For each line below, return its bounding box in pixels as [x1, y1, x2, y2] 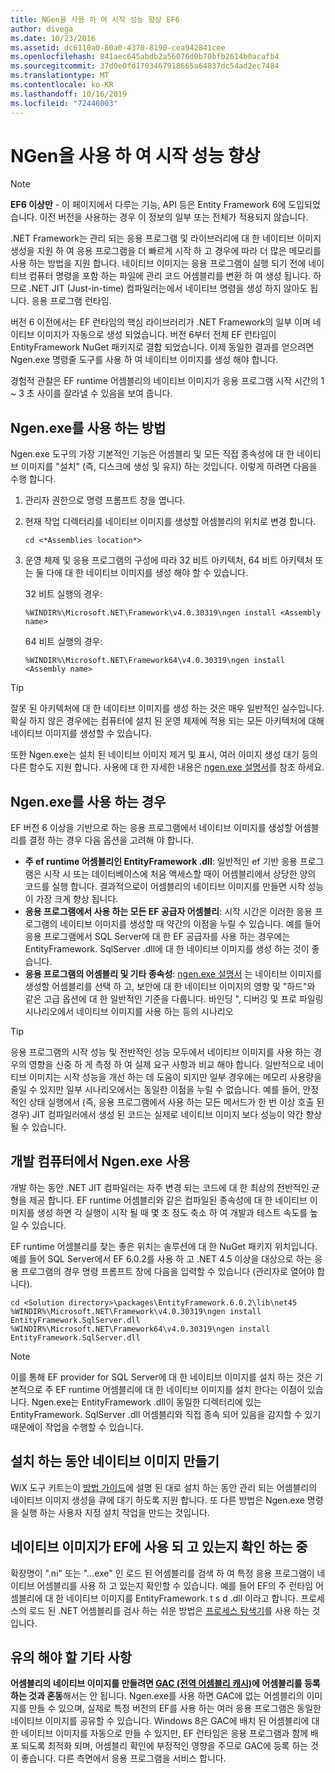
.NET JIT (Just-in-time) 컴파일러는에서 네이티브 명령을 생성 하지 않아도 [28, 282, 308, 295]
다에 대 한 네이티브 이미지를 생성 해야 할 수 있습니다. [46, 567, 249, 579]
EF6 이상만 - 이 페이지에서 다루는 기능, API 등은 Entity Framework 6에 [10, 199, 287, 211]
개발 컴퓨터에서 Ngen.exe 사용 [10, 1153, 191, 1170]
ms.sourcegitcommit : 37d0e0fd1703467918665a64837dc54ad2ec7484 [10, 61, 280, 71]
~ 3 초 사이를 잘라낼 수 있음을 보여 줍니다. [10, 387, 173, 400]
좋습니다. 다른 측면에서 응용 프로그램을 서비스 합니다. [20, 1752, 227, 1765]
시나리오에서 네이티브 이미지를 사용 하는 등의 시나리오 [24, 1006, 234, 1018]
